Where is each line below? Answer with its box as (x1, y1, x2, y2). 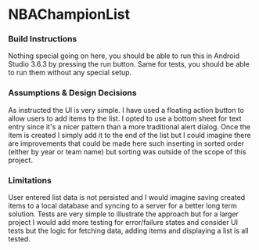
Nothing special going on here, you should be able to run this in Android (8, 51, 240, 60)
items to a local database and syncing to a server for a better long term (8, 201, 237, 211)
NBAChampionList (8, 5, 131, 24)
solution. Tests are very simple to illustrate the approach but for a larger (8, 209, 239, 219)
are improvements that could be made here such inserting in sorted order (8, 139, 245, 148)
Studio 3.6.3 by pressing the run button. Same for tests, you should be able (8, 60, 250, 69)
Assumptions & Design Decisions (8, 88, 137, 99)
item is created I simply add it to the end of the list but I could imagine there (8, 130, 252, 139)
